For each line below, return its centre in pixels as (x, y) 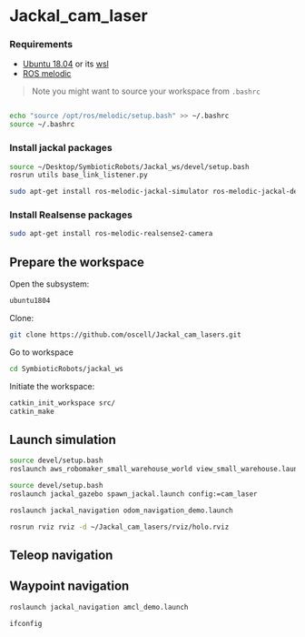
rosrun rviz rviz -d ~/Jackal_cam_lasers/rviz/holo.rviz (119, 527)
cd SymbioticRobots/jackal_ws (67, 369)
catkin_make (32, 411)
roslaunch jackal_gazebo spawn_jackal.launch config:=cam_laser (133, 494)
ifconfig (26, 623)
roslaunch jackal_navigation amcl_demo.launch (99, 607)
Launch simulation (63, 439)
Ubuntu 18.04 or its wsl (65, 64)
